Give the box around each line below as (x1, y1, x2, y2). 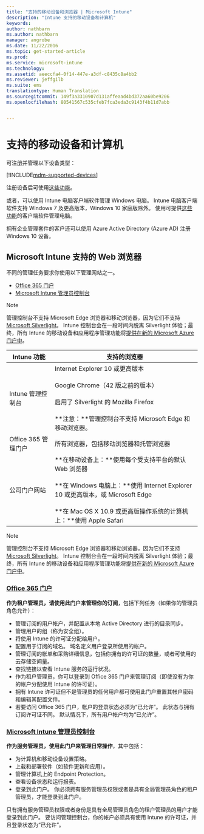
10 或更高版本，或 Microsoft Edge (54, 490, 152, 499)
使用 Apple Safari (75, 517, 124, 525)
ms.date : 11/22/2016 (6, 43, 59, 49)
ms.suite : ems (6, 83, 42, 89)
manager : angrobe (6, 37, 50, 43)
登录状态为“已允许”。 (11, 821, 65, 829)
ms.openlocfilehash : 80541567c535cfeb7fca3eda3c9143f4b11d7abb (6, 99, 170, 105)
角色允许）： (6, 606, 36, 614)
